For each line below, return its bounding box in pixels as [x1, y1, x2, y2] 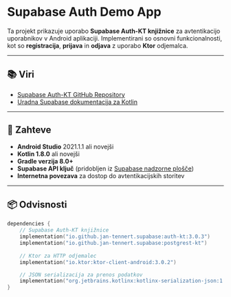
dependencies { [7, 221, 51, 228]
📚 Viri [7, 69, 34, 80]
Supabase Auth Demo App [7, 4, 162, 20]
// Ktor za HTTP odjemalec [19, 252, 97, 259]
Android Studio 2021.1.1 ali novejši [16, 142, 114, 151]
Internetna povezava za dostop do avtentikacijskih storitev [16, 171, 185, 179]
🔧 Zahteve [7, 124, 52, 136]
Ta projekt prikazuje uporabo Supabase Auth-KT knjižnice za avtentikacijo [7, 27, 221, 35]
